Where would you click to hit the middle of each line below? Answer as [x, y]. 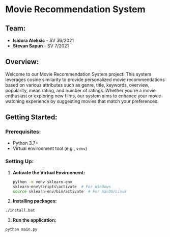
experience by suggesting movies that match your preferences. [92, 101]
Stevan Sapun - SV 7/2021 [41, 46]
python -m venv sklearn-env [42, 182]
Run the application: [35, 220]
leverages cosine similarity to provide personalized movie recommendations [85, 80]
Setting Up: [20, 162]
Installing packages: [35, 201]
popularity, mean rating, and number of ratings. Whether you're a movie [81, 90]
